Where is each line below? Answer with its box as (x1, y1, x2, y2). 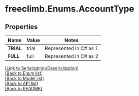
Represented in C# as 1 (44, 45, 99, 52)
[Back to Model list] (5, 76, 44, 81)
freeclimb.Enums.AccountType (5, 3, 135, 14)
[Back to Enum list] (5, 70, 43, 76)
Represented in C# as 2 (44, 53, 99, 59)
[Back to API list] (5, 81, 38, 86)
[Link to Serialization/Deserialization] (5, 65, 79, 71)
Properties (5, 23, 38, 31)
